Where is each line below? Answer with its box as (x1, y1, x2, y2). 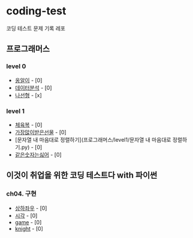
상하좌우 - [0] (14, 205, 47, 212)
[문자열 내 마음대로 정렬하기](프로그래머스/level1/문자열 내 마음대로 (14, 136, 171, 143)
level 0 (6, 62, 26, 71)
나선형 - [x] (14, 91, 42, 99)
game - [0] (14, 218, 42, 225)
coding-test (6, 4, 67, 18)
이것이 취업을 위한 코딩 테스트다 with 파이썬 (6, 170, 158, 181)
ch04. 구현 (6, 190, 37, 198)
